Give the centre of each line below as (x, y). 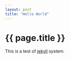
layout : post (18, 9)
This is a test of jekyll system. (35, 51)
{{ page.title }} (35, 38)
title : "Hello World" (27, 14)
